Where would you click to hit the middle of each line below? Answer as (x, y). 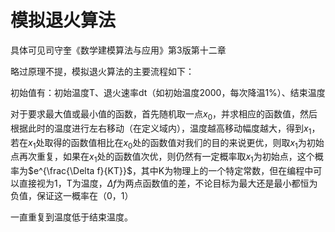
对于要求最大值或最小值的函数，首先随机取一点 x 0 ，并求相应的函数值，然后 (164, 114)
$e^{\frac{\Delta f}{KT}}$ (80, 171)
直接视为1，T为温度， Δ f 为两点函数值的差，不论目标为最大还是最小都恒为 (168, 183)
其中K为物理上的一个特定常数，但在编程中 (227, 171)
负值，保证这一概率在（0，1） (72, 196)
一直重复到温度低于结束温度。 (71, 217)
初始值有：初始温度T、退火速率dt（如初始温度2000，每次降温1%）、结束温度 (168, 92)
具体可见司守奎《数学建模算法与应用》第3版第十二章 (118, 50)
